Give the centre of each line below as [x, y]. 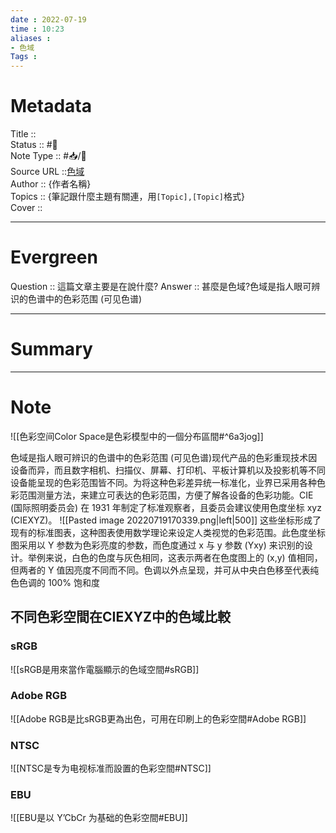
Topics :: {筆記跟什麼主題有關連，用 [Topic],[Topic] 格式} [127, 197]
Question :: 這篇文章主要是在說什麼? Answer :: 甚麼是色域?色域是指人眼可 [161, 286]
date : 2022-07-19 [48, 19]
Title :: [23, 134]
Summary [51, 349]
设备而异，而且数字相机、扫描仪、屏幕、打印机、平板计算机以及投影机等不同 [168, 470]
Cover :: [26, 208]
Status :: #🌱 [34, 145]
